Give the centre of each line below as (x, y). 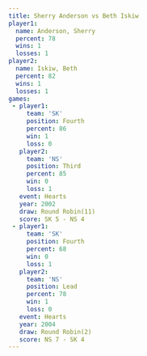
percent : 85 (46, 174)
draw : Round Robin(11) (57, 211)
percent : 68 (46, 249)
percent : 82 (36, 76)
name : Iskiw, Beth (47, 69)
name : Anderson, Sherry (55, 31)
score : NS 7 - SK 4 (52, 339)
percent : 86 (46, 129)
